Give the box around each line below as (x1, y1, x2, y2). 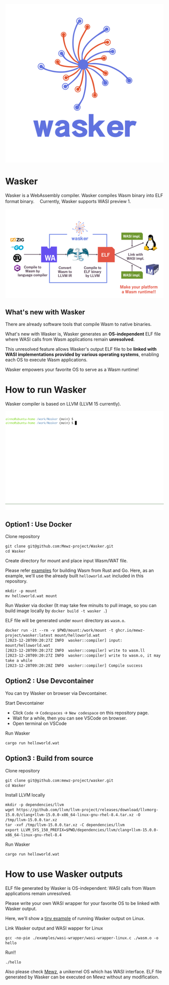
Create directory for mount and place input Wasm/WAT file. (5, 558, 128, 563)
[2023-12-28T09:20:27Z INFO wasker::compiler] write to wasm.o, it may (5, 653, 161, 658)
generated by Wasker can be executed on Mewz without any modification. (5, 974, 159, 980)
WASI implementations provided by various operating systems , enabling (5, 352, 159, 358)
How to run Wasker (5, 384, 87, 396)
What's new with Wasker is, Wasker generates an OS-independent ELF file (5, 331, 161, 337)
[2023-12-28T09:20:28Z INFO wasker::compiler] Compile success (5, 663, 143, 668)
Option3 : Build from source (5, 754, 94, 763)
